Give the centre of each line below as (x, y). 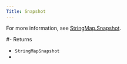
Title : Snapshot (26, 11)
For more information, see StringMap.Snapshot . (64, 28)
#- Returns (19, 39)
